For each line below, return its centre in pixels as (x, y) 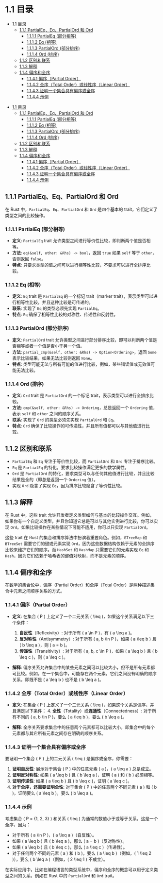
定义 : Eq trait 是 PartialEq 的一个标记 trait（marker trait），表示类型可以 (83, 296)
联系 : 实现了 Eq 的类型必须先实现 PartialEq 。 (57, 308)
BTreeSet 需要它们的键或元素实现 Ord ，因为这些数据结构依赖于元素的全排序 (80, 543)
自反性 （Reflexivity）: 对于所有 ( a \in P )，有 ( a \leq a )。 (77, 633)
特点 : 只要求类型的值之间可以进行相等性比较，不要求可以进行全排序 (79, 265)
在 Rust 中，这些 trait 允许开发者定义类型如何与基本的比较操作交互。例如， (80, 515)
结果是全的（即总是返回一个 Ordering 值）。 (55, 479)
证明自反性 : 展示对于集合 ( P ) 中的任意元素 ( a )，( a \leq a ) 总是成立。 (83, 769)
